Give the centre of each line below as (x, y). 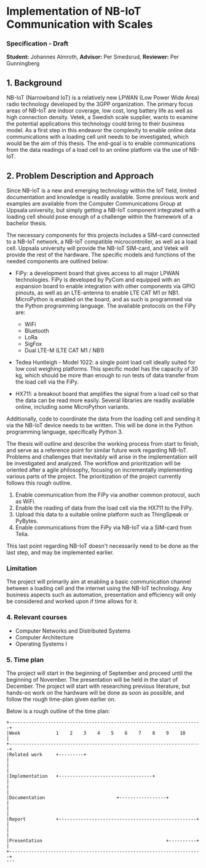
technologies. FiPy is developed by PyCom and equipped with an (97, 280)
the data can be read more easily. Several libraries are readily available (105, 400)
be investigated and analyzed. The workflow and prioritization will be (93, 464)
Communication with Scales (80, 24)
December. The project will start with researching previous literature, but (98, 686)
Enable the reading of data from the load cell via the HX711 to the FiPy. (104, 508)
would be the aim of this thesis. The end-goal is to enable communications (101, 143)
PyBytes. (26, 521)
